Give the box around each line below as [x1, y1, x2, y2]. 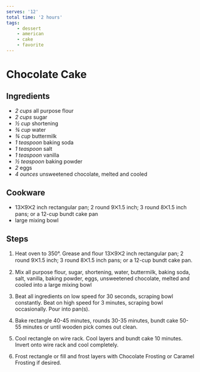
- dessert [17, 25, 42, 32]
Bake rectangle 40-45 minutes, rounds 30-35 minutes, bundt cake [14, 317, 179, 324]
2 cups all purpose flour [14, 107, 74, 114]
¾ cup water [14, 126, 46, 133]
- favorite [17, 42, 44, 48]
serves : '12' [6, 8, 39, 15]
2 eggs [14, 164, 33, 171]
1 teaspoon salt [14, 145, 53, 152]
